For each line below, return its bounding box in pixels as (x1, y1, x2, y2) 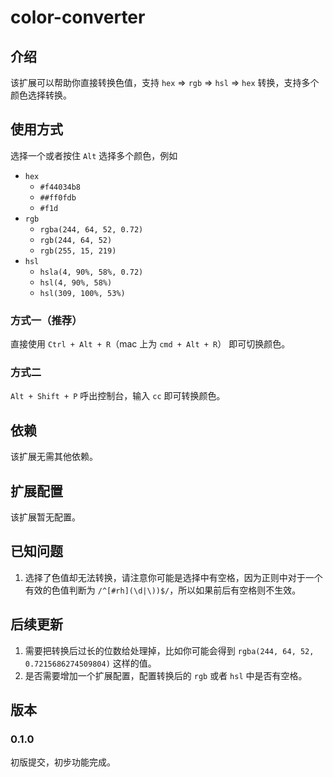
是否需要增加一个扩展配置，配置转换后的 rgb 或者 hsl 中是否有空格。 (24, 669, 308, 681)
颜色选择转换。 (10, 89, 72, 101)
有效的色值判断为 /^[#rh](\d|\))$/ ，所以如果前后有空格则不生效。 (24, 584, 302, 596)
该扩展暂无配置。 (10, 511, 81, 523)
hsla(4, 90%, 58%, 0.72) (39, 267, 144, 277)
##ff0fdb (39, 192, 77, 203)
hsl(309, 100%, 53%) (39, 288, 126, 298)
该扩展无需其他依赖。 (10, 451, 98, 463)
